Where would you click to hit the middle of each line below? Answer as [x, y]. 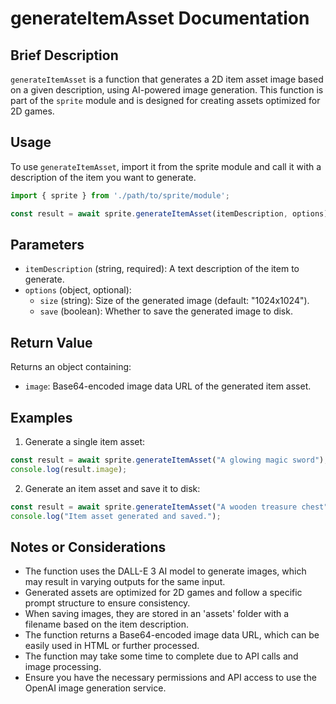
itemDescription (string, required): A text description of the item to [162, 269]
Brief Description [64, 55]
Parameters [47, 244]
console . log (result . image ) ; [69, 469]
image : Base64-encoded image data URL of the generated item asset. [168, 386]
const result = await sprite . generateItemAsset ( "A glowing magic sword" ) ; [169, 460]
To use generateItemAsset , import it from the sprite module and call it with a [166, 166]
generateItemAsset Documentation [160, 18]
